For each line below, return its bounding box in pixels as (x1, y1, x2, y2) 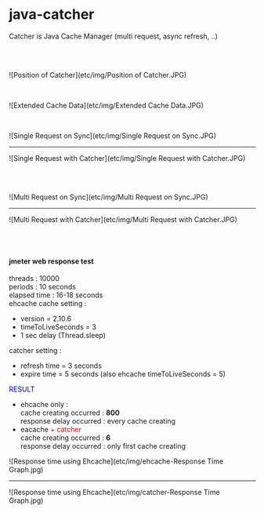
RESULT (9, 384, 35, 394)
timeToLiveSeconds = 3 (20, 322, 97, 332)
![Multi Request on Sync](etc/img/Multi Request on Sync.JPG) (9, 192, 208, 202)
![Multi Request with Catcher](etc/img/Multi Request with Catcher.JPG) (9, 214, 238, 224)
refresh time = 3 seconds (20, 361, 103, 370)
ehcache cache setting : (9, 299, 87, 308)
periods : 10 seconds (9, 282, 77, 292)
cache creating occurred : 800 (20, 408, 120, 417)
